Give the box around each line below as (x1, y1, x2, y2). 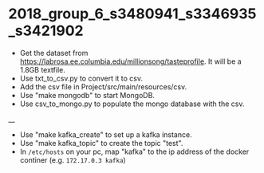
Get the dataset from (19, 48, 89, 57)
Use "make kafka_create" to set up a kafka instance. (19, 129, 193, 140)
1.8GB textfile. (19, 65, 66, 74)
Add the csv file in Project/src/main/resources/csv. (19, 81, 187, 92)
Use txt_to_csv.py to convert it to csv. (19, 73, 144, 83)
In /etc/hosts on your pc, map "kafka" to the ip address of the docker (19, 147, 250, 156)
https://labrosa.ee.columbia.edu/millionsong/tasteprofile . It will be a (19, 57, 242, 66)
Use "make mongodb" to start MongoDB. (19, 90, 156, 100)
